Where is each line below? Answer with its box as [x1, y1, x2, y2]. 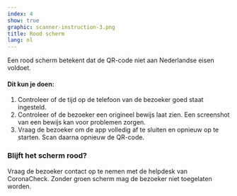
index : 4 [7, 10, 33, 18]
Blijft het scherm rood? [7, 151, 87, 161]
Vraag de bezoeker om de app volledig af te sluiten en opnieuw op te [17, 125, 219, 134]
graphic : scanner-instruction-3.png [7, 23, 115, 30]
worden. [7, 182, 32, 190]
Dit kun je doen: [7, 79, 54, 88]
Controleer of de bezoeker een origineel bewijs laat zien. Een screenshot [17, 110, 230, 119]
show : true [7, 17, 40, 24]
